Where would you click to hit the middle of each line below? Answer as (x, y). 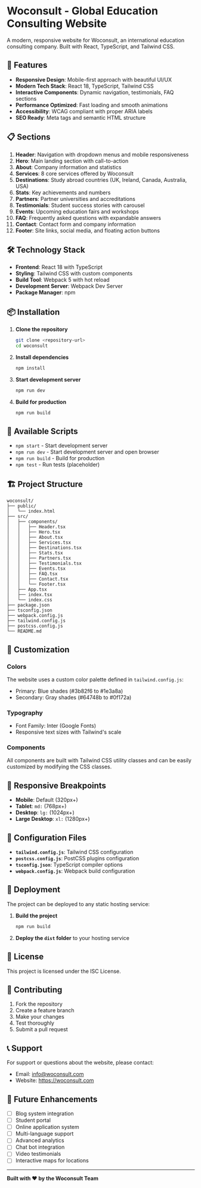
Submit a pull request (41, 1029)
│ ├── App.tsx (27, 590)
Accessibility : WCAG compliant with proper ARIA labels (84, 111)
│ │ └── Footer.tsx (36, 584)
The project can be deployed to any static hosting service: (78, 904)
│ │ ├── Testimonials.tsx (44, 564)
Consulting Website (57, 24)
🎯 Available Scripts (42, 431)
